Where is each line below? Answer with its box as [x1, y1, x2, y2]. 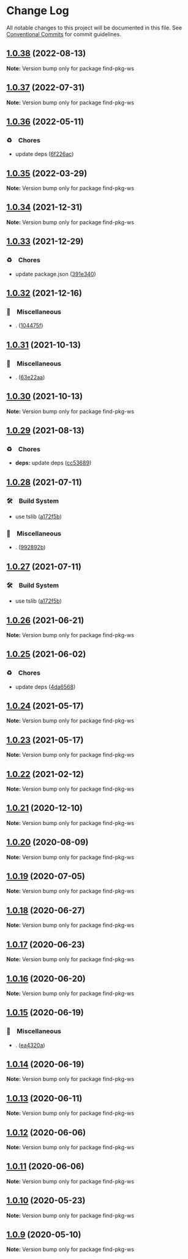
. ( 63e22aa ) [15, 373, 45, 381]
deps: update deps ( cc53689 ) [15, 459, 92, 467]
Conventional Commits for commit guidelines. [6, 30, 121, 37]
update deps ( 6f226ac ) [15, 150, 74, 158]
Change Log [6, 4, 69, 18]
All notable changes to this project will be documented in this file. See [6, 24, 182, 31]
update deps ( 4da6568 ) [15, 683, 76, 691]
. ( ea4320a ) [15, 1041, 45, 1048]
